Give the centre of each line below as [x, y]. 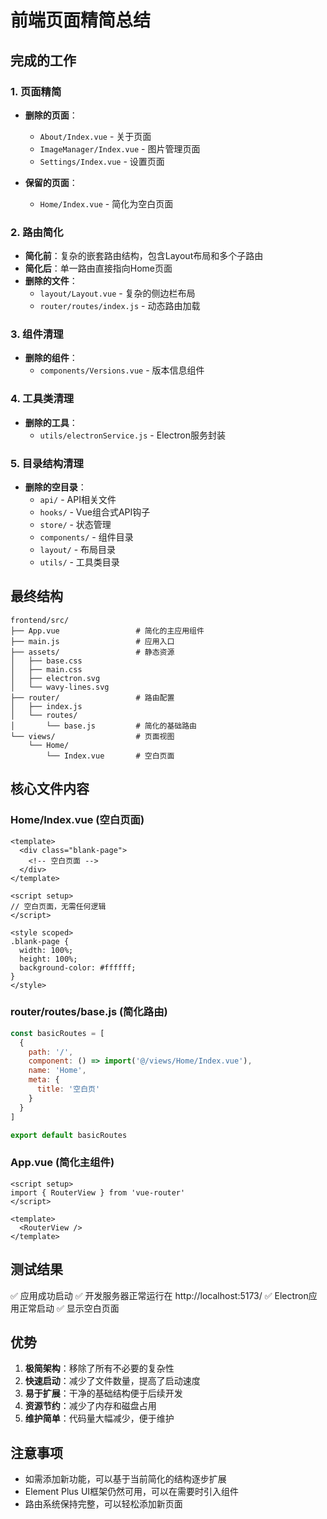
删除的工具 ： [51, 422]
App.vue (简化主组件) [62, 1163]
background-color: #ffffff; [78, 967]
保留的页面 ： [51, 182]
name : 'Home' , [57, 1071]
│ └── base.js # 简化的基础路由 [103, 726]
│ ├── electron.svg [55, 678]
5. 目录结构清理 [47, 463]
